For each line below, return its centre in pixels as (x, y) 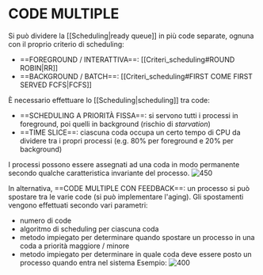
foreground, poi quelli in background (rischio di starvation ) (115, 124)
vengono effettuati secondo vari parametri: (78, 205)
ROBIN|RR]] (38, 67)
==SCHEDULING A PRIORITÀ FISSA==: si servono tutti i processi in (129, 115)
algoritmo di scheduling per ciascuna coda (89, 229)
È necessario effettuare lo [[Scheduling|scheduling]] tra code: (109, 100)
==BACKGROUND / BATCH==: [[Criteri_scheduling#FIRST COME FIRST (136, 76)
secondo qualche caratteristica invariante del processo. (99, 173)
